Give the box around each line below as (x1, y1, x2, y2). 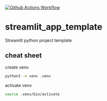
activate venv (5, 82, 32, 88)
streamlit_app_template (5, 22, 103, 32)
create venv (5, 64, 29, 70)
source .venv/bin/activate (5, 92, 60, 97)
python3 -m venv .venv (5, 73, 51, 78)
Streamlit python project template (5, 37, 72, 43)
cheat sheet (5, 51, 42, 60)
